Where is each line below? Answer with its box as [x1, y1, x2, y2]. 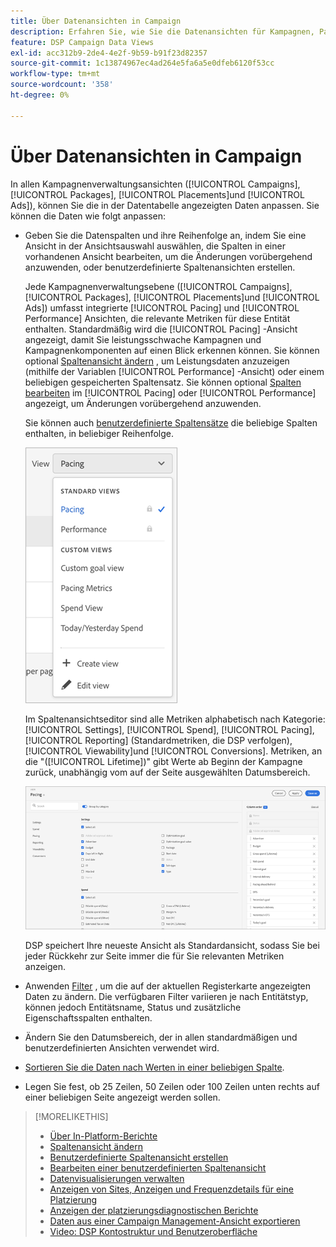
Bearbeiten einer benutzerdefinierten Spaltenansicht [49, 1161, 267, 1174]
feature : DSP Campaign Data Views [10, 37, 155, 47]
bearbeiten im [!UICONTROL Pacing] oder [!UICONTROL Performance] [24, 386, 317, 399]
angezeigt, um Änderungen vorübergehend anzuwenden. [24, 397, 262, 409]
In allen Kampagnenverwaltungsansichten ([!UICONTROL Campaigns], [10, 178, 301, 190]
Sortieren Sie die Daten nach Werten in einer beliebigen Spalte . [24, 1061, 285, 1073]
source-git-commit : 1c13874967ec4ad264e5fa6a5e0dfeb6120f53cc [10, 58, 275, 69]
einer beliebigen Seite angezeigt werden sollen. [24, 1091, 221, 1103]
